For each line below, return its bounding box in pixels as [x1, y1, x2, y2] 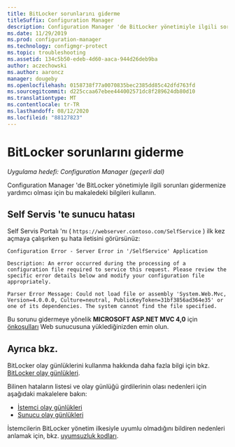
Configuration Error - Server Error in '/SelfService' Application [7, 248, 208, 255]
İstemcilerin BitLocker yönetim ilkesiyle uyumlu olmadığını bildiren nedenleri [7, 424, 225, 433]
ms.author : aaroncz [7, 68, 64, 75]
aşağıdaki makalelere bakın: [7, 390, 87, 398]
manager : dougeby [7, 75, 58, 82]
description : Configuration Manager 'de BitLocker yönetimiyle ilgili [7, 23, 218, 30]
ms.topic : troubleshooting [7, 50, 86, 57]
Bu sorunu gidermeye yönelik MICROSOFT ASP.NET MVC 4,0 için [7, 315, 198, 323]
